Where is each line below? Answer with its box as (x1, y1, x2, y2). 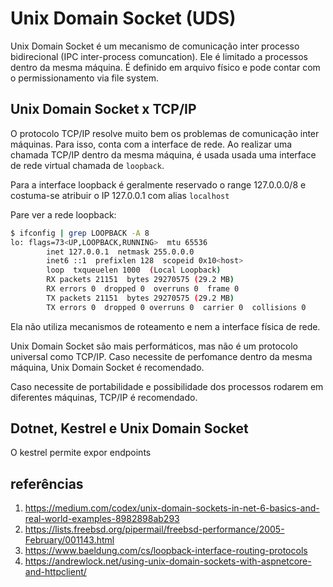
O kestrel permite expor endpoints (10, 447, 152, 459)
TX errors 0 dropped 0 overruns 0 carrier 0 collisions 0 (46, 302, 307, 312)
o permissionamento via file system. (10, 72, 160, 84)
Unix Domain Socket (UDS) (10, 7, 237, 30)
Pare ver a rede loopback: (10, 208, 117, 221)
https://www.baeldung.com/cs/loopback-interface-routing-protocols (24, 545, 308, 557)
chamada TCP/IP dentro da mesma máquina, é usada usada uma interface (10, 148, 317, 161)
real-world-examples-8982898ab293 (24, 513, 180, 525)
